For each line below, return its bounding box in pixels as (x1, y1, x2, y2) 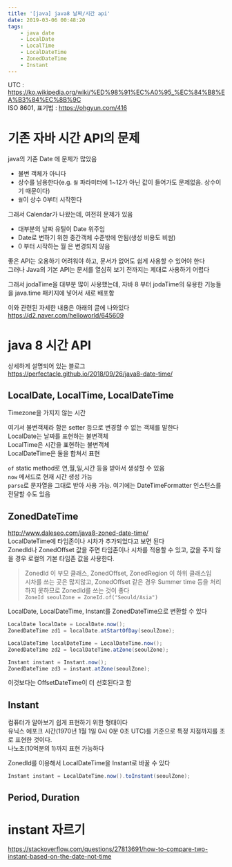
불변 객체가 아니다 (17, 169, 66, 177)
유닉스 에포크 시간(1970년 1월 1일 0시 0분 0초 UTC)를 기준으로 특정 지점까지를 (8, 727, 218, 736)
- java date (20, 29, 55, 37)
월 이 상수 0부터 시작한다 (17, 195, 82, 203)
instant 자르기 (8, 821, 86, 837)
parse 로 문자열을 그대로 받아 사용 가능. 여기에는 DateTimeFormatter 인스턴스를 (8, 482, 222, 490)
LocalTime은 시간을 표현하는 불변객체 (8, 441, 110, 449)
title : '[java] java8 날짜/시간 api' (8, 10, 111, 17)
